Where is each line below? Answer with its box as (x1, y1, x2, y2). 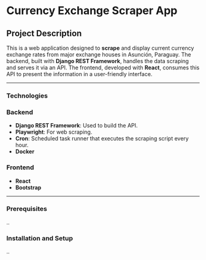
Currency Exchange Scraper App (6, 4, 178, 18)
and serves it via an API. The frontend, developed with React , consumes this (6, 64, 200, 71)
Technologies (6, 91, 48, 100)
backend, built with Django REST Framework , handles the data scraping (6, 58, 189, 64)
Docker (15, 148, 35, 155)
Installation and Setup (6, 234, 74, 242)
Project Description (6, 28, 82, 39)
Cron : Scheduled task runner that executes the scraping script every (15, 135, 189, 142)
